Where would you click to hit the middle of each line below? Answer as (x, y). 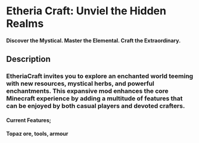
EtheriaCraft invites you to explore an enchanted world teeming (100, 76)
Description (28, 59)
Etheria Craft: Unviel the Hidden (86, 11)
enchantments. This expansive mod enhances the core (87, 91)
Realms (25, 24)
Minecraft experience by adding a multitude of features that (94, 98)
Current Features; (29, 120)
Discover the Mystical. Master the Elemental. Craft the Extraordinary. (94, 41)
